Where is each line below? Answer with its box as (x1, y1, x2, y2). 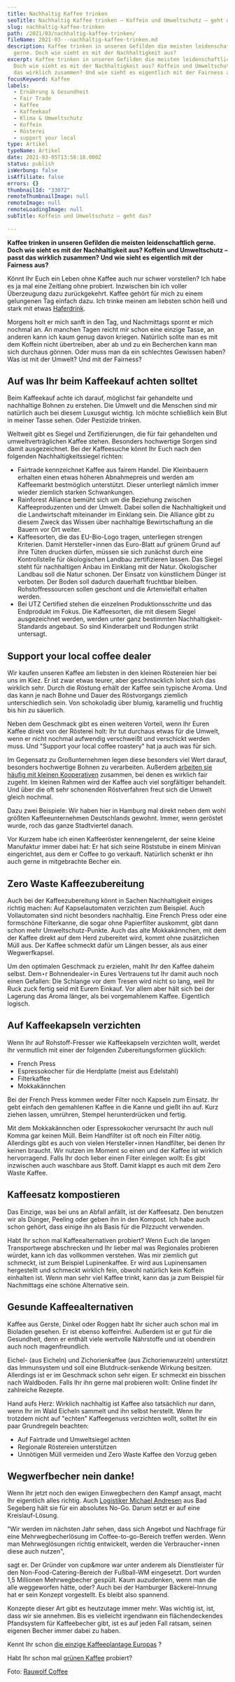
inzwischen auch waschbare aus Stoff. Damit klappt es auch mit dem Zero (7, 1161, 221, 1169)
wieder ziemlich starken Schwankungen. (17, 488, 135, 497)
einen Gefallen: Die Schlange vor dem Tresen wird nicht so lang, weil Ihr (7, 977, 215, 986)
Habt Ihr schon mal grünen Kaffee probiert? (7, 1654, 133, 1662)
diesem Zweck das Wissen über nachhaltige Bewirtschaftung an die (17, 518, 213, 526)
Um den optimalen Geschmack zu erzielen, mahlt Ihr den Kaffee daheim (7, 962, 215, 970)
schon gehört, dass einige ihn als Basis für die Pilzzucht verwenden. (7, 1222, 204, 1231)
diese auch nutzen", (7, 1547, 65, 1556)
